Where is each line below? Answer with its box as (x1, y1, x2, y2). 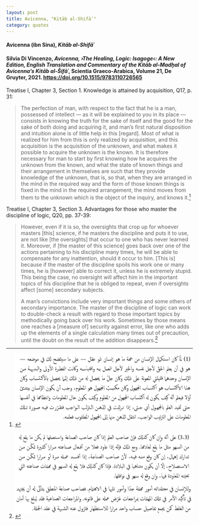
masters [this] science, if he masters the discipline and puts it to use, (20, 229, 189, 237)
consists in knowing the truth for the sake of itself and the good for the (20, 117, 193, 125)
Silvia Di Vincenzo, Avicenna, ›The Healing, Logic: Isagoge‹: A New (6, 55, 175, 62)
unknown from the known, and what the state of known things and (20, 161, 183, 168)
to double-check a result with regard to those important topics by (20, 310, 181, 317)
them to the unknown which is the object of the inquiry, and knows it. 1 (20, 193, 191, 201)
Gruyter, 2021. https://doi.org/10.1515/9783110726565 (6, 74, 143, 81)
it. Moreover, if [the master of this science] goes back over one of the (20, 242, 191, 249)
